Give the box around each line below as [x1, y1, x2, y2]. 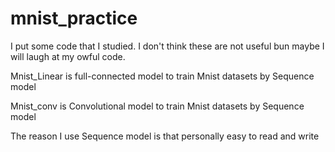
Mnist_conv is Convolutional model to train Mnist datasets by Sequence [10, 100, 305, 112]
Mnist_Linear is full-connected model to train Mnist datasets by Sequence [10, 70, 315, 82]
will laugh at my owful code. [10, 50, 126, 62]
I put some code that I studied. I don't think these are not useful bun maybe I [10, 40, 325, 52]
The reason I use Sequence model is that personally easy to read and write [10, 130, 320, 142]
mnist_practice [10, 7, 138, 30]
